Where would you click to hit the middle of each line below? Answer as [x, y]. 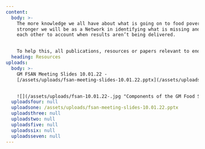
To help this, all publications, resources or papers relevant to [103, 52]
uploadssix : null [33, 130]
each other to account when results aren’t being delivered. [96, 35]
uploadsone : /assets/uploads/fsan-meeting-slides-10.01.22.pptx [95, 108]
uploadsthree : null [36, 113]
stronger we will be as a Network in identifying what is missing [103, 29]
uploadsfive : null [35, 124]
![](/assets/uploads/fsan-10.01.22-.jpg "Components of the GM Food [106, 96]
